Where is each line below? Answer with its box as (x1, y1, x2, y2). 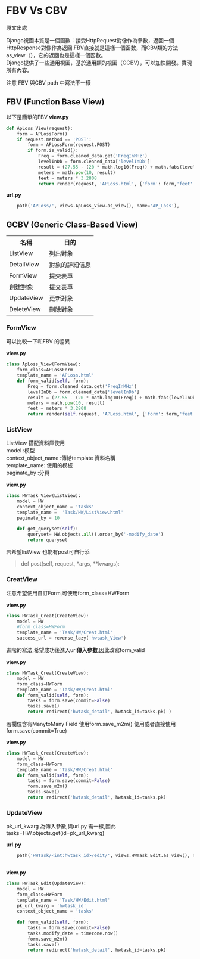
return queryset (27, 537, 68, 543)
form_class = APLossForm (17, 367, 73, 373)
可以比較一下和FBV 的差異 (6, 338, 70, 345)
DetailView (9, 260, 39, 269)
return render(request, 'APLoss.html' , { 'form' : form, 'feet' (37, 181, 193, 187)
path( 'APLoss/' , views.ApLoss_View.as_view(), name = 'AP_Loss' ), (17, 203, 180, 209)
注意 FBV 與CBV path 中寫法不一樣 (6, 79, 91, 86)
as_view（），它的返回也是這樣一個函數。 (6, 51, 107, 58)
